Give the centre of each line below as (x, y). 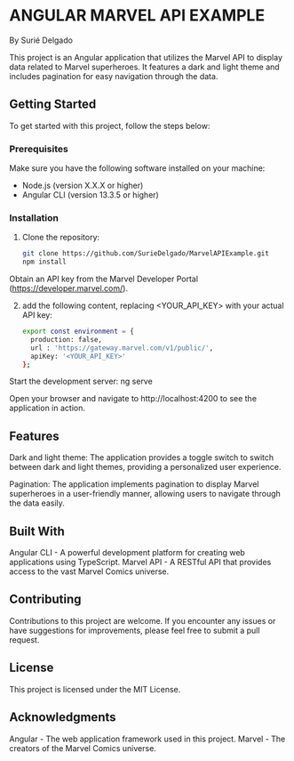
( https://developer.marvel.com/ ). (69, 288)
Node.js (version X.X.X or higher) (83, 186)
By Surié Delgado (41, 40)
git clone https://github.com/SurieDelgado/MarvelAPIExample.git (145, 254)
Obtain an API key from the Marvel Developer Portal (103, 279)
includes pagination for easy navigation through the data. (114, 76)
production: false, (66, 339)
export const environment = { (78, 332)
